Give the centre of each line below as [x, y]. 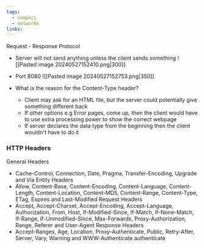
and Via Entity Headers [44, 180]
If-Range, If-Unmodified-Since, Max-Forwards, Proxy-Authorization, [100, 218]
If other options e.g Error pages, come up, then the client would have [111, 113]
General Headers [28, 161]
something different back [56, 107]
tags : [13, 12]
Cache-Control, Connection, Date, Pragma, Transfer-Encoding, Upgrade [106, 173]
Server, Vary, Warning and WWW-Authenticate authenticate [90, 238]
